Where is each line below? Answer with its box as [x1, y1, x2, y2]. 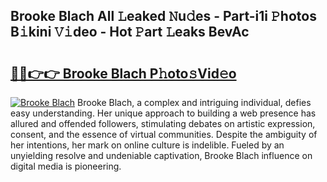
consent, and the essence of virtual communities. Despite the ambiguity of [10, 129, 318, 140]
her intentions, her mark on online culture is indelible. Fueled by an [10, 139, 285, 151]
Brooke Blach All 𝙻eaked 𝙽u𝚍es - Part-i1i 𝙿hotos [10, 8, 317, 25]
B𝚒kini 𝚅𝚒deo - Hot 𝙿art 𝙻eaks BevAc [10, 24, 250, 41]
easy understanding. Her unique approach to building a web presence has [10, 107, 317, 119]
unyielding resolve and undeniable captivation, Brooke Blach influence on [10, 150, 313, 161]
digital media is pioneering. [10, 160, 122, 172]
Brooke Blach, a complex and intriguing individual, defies [77, 97, 312, 108]
